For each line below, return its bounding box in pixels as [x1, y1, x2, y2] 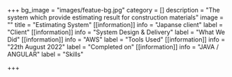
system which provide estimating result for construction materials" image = [7, 13, 224, 22]
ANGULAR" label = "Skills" [7, 50, 84, 58]
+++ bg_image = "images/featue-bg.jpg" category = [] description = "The [7, 6, 220, 14]
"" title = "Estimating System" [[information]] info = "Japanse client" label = [7, 21, 224, 28]
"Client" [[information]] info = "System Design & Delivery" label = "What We [7, 28, 226, 36]
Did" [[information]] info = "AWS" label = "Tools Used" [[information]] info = [7, 35, 226, 44]
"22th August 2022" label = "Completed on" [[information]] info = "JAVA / [7, 43, 219, 51]
